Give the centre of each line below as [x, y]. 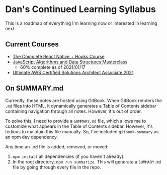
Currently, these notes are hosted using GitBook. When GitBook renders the [84, 100]
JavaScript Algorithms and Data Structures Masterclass [70, 62]
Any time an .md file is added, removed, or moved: [57, 146]
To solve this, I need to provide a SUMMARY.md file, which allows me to [76, 121]
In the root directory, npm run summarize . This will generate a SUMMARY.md [87, 161]
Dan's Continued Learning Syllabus [80, 9]
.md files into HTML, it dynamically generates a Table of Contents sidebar [81, 106]
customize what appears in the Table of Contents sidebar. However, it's [79, 126]
